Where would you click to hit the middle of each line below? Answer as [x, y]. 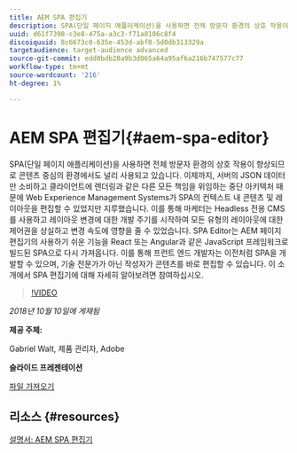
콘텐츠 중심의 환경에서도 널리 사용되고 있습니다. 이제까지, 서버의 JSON [140, 175]
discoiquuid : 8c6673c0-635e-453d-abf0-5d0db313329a [106, 42]
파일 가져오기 [32, 386]
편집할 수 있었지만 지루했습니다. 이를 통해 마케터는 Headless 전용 [152, 208]
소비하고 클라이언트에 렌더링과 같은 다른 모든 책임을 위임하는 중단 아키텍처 [146, 186]
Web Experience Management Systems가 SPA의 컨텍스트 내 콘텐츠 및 [149, 197]
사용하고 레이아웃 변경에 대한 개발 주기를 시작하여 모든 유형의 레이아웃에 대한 [151, 219]
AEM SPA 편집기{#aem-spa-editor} [140, 137]
